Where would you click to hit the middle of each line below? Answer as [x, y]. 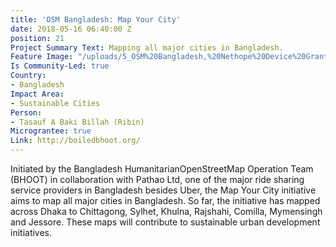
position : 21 [37, 38]
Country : [28, 76]
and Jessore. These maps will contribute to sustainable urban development [165, 222]
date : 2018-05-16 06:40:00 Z [71, 29]
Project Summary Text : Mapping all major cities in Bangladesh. [147, 47]
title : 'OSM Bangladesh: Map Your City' [96, 19]
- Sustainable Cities [55, 103]
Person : [26, 112]
